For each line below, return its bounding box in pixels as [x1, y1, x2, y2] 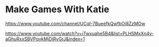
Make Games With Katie [5, 4, 110, 15]
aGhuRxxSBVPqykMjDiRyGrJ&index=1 [5, 36, 85, 42]
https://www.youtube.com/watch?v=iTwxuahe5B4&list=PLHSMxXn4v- [5, 30, 154, 36]
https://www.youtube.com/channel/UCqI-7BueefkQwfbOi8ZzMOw [5, 20, 146, 27]
